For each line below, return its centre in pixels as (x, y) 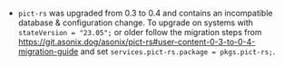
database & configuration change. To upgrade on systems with (136, 23)
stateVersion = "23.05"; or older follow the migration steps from (140, 32)
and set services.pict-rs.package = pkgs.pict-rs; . (178, 52)
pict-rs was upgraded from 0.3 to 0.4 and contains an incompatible (145, 13)
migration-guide (48, 52)
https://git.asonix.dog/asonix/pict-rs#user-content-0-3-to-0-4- (137, 42)
